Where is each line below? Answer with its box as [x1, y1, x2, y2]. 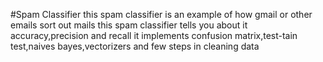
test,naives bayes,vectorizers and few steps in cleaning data [10, 40, 260, 52]
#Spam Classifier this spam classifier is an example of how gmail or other [10, 9, 313, 20]
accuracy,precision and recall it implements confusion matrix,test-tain [10, 30, 298, 41]
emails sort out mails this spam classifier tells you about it [10, 19, 248, 31]
